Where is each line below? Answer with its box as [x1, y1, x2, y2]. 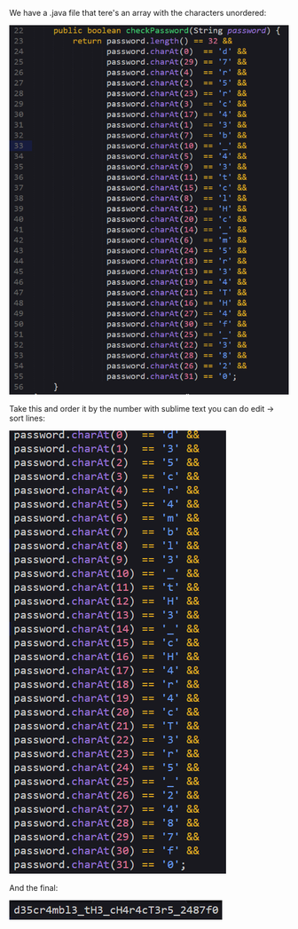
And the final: [9, 882, 59, 893]
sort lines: [9, 413, 46, 423]
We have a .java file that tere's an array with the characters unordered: [9, 8, 267, 18]
